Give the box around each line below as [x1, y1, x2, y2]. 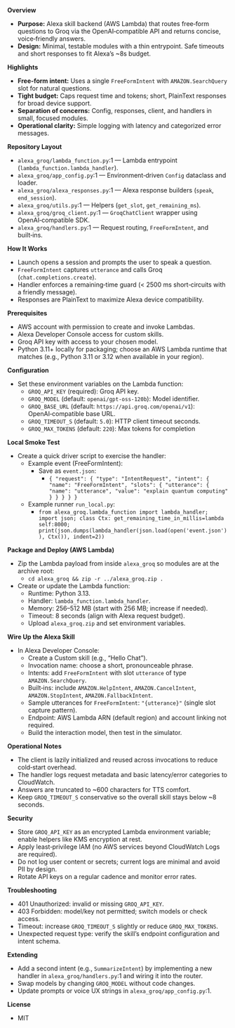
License [7, 1001, 32, 1008]
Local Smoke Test [7, 438, 60, 446]
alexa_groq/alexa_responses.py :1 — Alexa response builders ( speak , [17, 186, 214, 194]
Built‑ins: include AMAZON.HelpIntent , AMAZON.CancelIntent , [27, 684, 196, 691]
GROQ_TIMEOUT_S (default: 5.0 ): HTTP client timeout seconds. [27, 417, 201, 425]
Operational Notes [7, 742, 62, 750]
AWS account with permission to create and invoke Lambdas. [17, 323, 195, 331]
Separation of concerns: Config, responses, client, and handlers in [17, 107, 213, 115]
